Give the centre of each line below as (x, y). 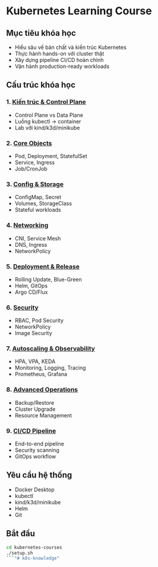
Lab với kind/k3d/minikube (47, 128)
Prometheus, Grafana (41, 374)
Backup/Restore (34, 402)
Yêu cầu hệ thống (39, 475)
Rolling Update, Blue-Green (48, 279)
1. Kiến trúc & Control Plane (46, 102)
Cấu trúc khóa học (41, 85)
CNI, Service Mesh (38, 238)
